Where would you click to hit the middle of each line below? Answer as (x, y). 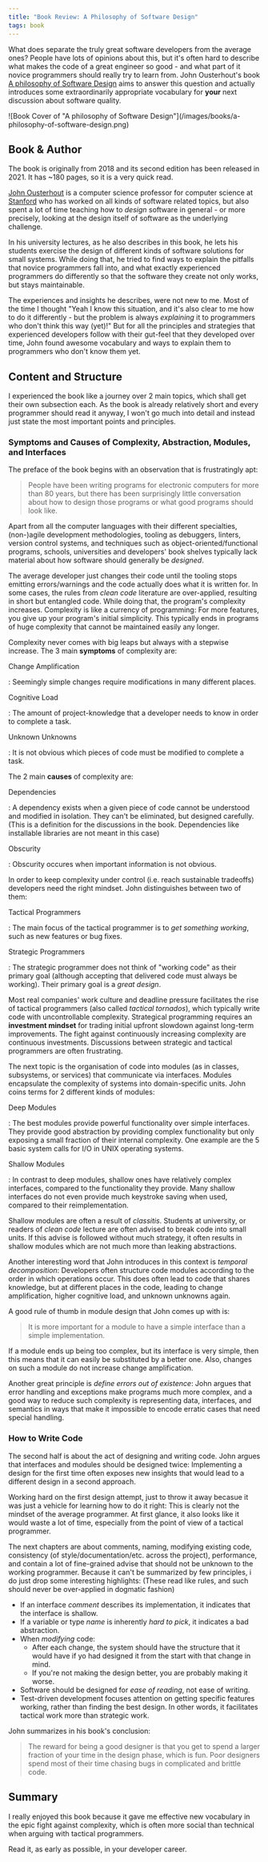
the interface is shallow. (59, 1613)
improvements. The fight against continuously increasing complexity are (127, 1034)
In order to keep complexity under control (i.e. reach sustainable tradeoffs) (131, 880)
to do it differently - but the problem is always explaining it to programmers (132, 317)
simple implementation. (66, 1336)
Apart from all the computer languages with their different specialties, (123, 526)
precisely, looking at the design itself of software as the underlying (118, 218)
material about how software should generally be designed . (106, 560)
